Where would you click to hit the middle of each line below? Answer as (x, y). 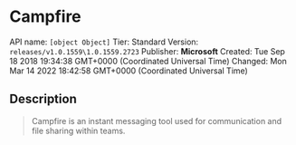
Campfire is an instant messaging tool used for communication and (157, 121)
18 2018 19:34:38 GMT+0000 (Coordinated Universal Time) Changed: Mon (148, 61)
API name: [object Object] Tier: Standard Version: (104, 42)
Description (43, 99)
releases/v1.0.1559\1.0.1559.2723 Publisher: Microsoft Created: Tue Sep (147, 51)
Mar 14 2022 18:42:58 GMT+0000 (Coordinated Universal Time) (129, 71)
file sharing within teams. (78, 130)
